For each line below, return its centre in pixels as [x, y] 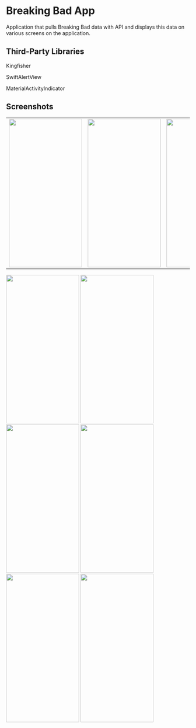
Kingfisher [18, 65]
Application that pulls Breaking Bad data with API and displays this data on [95, 27]
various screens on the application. [48, 33]
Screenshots [30, 107]
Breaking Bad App [50, 11]
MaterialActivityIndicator [36, 88]
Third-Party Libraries [45, 52]
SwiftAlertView [24, 77]
